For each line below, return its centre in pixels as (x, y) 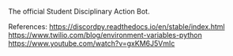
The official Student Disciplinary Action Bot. (79, 11)
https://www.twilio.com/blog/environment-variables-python (105, 35)
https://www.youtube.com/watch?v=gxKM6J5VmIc (92, 43)
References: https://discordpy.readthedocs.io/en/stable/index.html (116, 26)
